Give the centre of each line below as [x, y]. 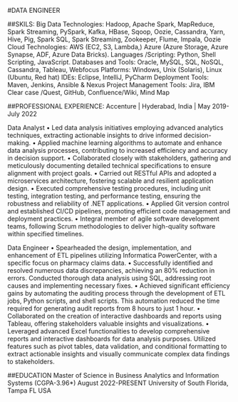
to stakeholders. [31, 361]
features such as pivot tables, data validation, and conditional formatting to [117, 346]
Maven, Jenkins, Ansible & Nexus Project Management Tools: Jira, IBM [111, 85]
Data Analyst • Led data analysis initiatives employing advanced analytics [115, 127]
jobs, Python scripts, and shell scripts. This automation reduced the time [114, 301]
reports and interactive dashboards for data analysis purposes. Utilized [112, 339]
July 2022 [22, 114]
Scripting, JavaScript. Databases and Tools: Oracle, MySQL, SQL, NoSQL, [116, 62]
